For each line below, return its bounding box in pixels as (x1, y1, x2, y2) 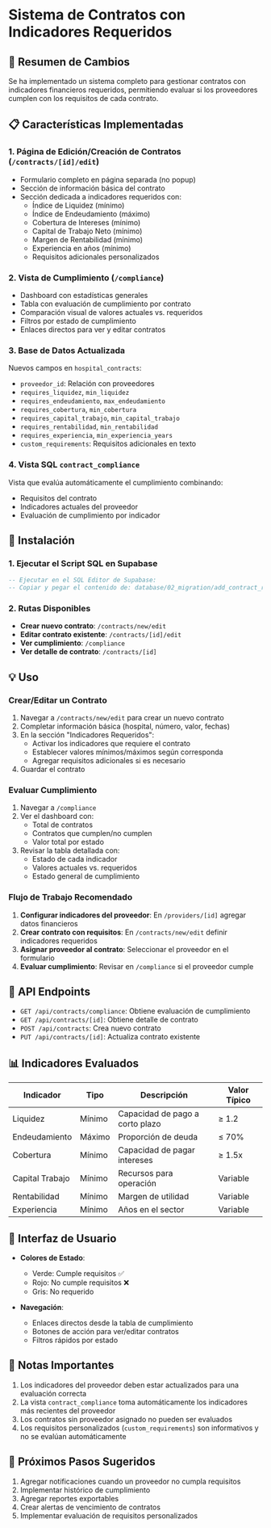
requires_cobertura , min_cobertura (19, 405, 137, 414)
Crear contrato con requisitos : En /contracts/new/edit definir (19, 927, 228, 937)
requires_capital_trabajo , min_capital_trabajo (19, 413, 180, 423)
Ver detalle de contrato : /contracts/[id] (19, 647, 157, 657)
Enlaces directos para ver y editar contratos (19, 325, 166, 334)
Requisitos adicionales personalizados (31, 252, 160, 262)
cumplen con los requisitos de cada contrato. (8, 94, 159, 103)
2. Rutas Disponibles (8, 602, 91, 614)
